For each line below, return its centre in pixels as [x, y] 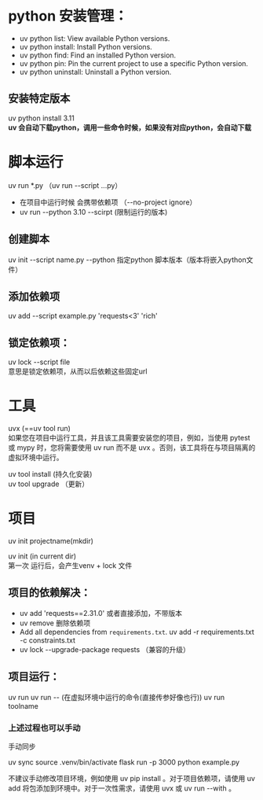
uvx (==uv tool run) [39, 429]
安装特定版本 [39, 99]
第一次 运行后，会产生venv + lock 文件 [70, 566]
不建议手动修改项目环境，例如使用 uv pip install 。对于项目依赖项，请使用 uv [131, 778]
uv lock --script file [39, 362]
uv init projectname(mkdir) [51, 541]
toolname [24, 706]
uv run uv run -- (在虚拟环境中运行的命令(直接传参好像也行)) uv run [117, 697]
